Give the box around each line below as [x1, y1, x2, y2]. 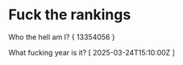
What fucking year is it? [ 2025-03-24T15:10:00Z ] [8, 47, 176, 57]
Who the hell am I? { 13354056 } [8, 32, 115, 42]
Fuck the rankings [8, 6, 131, 24]
